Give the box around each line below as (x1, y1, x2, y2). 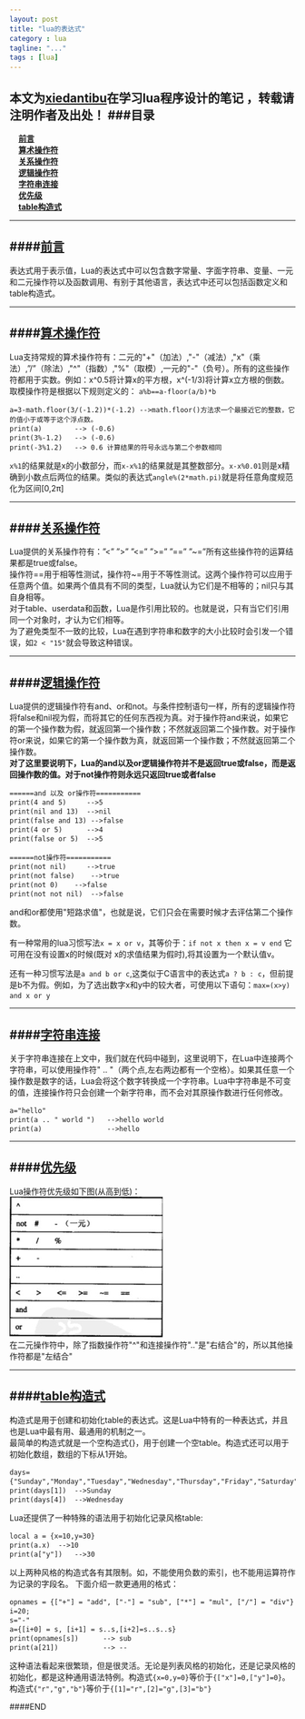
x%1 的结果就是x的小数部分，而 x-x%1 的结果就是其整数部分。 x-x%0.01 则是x (9, 460, 282, 470)
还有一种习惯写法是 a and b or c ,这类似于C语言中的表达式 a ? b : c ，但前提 (9, 968, 294, 979)
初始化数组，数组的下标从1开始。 (9, 1448, 133, 1460)
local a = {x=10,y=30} (9, 1532, 95, 1541)
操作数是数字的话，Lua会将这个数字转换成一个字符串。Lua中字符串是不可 (9, 1076, 284, 1087)
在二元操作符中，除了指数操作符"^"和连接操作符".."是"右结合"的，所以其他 (9, 1339, 286, 1350)
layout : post (9, 15, 59, 24)
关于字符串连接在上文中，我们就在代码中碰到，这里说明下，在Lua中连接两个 (9, 1053, 294, 1064)
